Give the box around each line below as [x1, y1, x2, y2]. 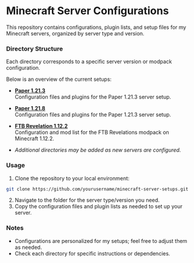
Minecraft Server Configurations [6, 4, 169, 18]
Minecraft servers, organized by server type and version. [6, 29, 144, 37]
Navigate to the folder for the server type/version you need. [14, 196, 160, 204]
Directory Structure [6, 44, 63, 52]
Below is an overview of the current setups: [6, 75, 112, 83]
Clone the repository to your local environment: [14, 175, 130, 182]
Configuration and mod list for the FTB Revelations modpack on [14, 129, 169, 136]
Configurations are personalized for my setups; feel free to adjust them [14, 237, 188, 244]
